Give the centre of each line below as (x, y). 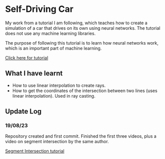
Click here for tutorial (27, 57)
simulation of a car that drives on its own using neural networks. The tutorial (83, 28)
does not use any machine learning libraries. (50, 33)
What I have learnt (34, 74)
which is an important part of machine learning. (54, 48)
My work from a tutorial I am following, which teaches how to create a (76, 23)
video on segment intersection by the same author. (57, 142)
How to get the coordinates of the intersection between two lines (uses (85, 91)
